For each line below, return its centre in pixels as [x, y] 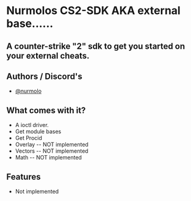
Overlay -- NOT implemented [52, 145]
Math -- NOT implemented [49, 158]
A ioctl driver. [32, 125]
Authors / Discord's [44, 76]
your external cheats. [48, 56]
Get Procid [29, 138]
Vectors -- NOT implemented [52, 151]
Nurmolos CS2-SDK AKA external [94, 11]
